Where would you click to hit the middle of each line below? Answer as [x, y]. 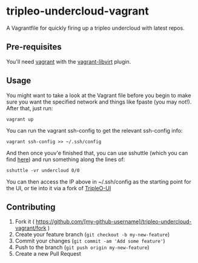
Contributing [31, 207]
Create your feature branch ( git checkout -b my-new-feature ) [92, 235]
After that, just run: [30, 108]
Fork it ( [25, 222]
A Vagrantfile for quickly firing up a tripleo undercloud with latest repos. [95, 28]
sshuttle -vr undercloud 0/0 [43, 170]
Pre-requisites [34, 47]
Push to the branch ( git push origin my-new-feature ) [82, 247]
